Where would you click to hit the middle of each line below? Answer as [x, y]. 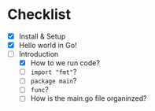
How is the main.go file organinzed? [89, 98]
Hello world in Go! [48, 45]
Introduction [39, 54]
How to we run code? [65, 63]
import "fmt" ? [54, 72]
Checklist [39, 15]
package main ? [54, 81]
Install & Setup [42, 36]
